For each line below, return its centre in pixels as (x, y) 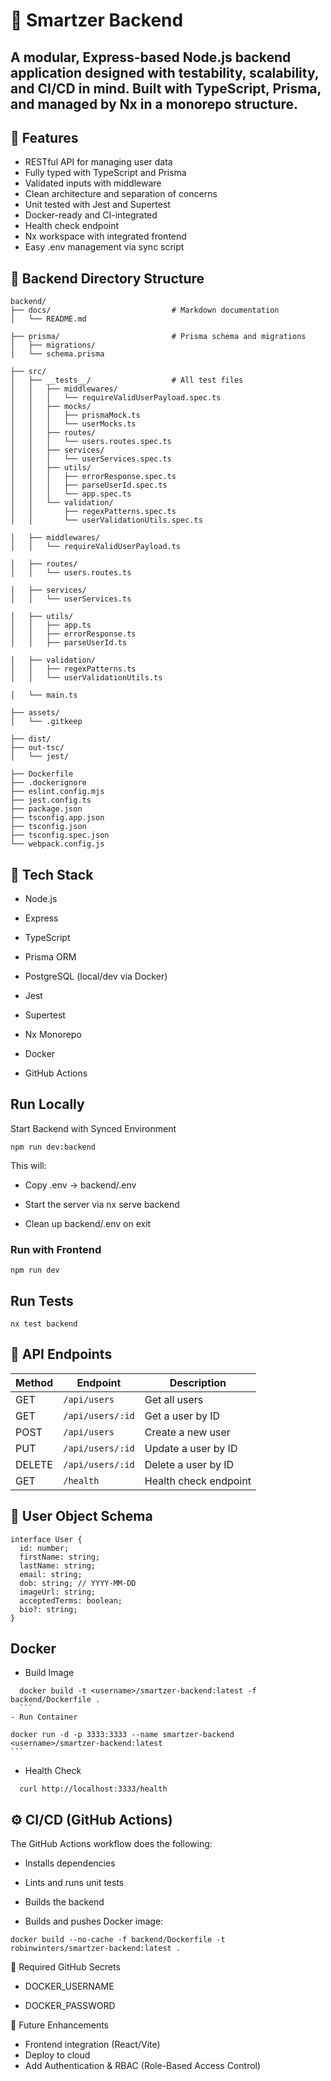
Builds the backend (64, 1902)
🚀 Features (44, 137)
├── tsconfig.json (48, 827)
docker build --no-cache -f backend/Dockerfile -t (118, 1940)
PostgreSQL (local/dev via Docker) (96, 976)
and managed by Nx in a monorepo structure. (154, 104)
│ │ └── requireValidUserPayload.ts (96, 547)
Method (34, 1382)
